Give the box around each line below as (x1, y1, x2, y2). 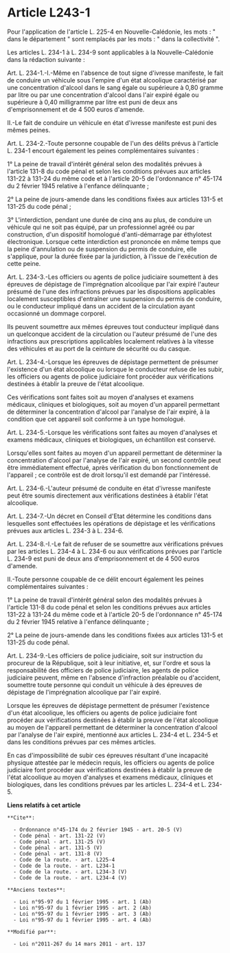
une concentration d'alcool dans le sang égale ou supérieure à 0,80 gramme (7, 83, 224, 91)
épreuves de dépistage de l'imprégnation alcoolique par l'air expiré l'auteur (7, 280, 220, 288)
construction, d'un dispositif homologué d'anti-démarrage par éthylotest (7, 230, 212, 238)
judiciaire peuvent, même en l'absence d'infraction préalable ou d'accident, (7, 673, 221, 682)
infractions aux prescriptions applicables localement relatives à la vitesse (7, 337, 214, 345)
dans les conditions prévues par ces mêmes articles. (7, 737, 157, 746)
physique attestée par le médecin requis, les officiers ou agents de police (7, 758, 215, 767)
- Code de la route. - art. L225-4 (13, 856, 115, 863)
